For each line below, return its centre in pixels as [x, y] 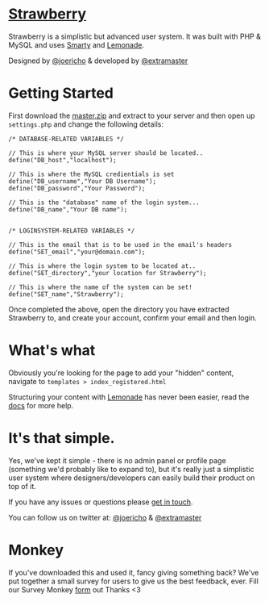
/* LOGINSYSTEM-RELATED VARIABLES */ [72, 231]
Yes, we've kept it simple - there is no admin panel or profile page [118, 460]
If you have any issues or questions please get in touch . [101, 502]
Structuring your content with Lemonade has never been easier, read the [129, 397]
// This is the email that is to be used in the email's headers [120, 245]
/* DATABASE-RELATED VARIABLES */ [66, 139]
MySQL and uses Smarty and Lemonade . [77, 44]
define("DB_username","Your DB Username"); [83, 181]
